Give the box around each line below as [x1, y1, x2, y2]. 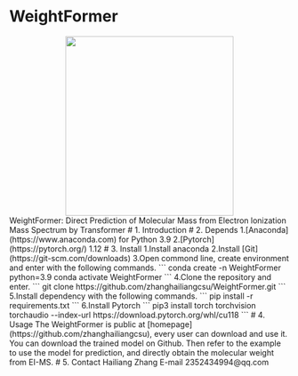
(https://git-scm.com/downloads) [9, 252, 132, 263]
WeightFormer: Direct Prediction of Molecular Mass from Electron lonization [9, 215, 286, 226]
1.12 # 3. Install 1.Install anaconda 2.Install [88, 243, 240, 254]
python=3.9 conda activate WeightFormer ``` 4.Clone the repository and [9, 271, 272, 282]
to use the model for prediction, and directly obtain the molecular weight [9, 347, 274, 357]
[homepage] [147, 318, 193, 330]
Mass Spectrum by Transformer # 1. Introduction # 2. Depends [9, 224, 238, 235]
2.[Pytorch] [173, 234, 215, 244]
